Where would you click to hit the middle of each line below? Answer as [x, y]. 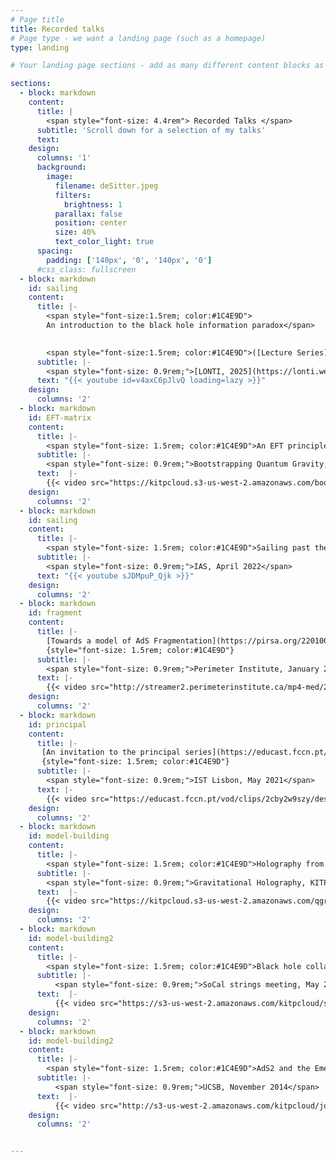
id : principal [57, 724]
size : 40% [75, 232]
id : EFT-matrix [60, 417]
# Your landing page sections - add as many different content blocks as [167, 66]
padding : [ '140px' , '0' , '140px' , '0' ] [129, 260]
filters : [73, 195]
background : [61, 167]
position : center [91, 223]
